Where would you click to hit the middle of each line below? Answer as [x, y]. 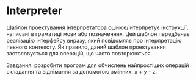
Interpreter [34, 11]
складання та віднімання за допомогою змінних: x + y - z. [82, 71]
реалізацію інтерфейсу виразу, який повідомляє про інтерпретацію [94, 40]
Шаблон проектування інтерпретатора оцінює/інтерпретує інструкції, [97, 27]
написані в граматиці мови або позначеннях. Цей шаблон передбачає [98, 33]
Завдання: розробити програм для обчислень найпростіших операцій [98, 65]
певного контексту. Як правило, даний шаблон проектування [86, 47]
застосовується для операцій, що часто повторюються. [79, 53]
